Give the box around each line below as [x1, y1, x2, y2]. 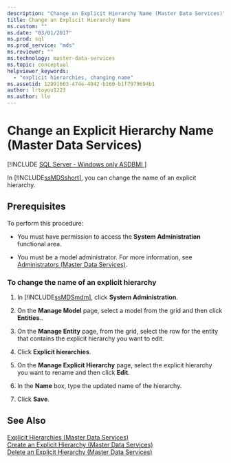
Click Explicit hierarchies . [16, 348, 91, 356]
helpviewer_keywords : [7, 67, 69, 74]
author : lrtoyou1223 [7, 87, 67, 94]
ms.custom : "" [7, 23, 48, 30]
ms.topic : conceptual [7, 61, 69, 68]
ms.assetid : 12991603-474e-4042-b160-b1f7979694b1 [7, 80, 155, 87]
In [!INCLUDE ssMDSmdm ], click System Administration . [16, 293, 179, 301]
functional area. [16, 239, 62, 248]
